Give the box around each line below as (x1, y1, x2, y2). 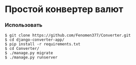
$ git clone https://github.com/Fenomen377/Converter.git (5, 33, 131, 38)
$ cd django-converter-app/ (5, 37, 65, 42)
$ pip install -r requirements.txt (5, 42, 81, 47)
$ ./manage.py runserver (5, 55, 58, 60)
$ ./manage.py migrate (5, 50, 53, 56)
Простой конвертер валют (5, 4, 124, 15)
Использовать (5, 22, 43, 29)
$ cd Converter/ (5, 46, 39, 51)
